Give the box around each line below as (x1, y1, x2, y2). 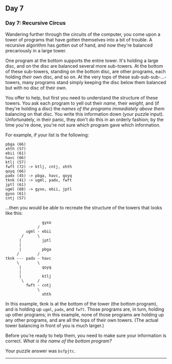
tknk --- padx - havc (5, 256, 52, 261)
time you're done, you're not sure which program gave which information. (5, 122, 161, 128)
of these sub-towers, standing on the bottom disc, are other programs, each (5, 68, 166, 74)
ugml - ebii (26, 229, 52, 234)
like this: (5, 210, 23, 216)
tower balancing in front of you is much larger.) (5, 322, 104, 329)
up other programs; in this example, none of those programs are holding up (5, 311, 164, 317)
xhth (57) (5, 146, 27, 151)
